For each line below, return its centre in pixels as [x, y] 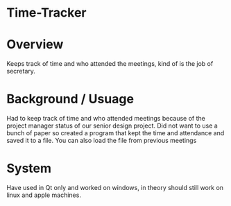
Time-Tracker [47, 13]
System [29, 169]
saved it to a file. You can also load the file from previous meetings [102, 141]
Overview [35, 45]
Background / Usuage [70, 99]
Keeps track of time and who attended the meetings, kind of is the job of [110, 64]
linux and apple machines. [44, 195]
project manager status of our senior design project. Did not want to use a [112, 126]
